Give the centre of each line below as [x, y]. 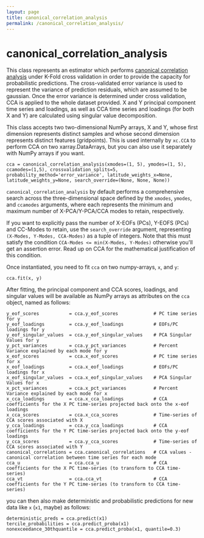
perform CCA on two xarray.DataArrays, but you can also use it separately [100, 147]
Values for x [23, 383]
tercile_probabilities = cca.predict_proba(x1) [68, 524]
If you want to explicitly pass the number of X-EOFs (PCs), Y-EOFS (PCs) [98, 223]
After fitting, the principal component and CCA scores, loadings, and [92, 289]
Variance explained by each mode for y [57, 351]
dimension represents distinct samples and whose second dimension [93, 134]
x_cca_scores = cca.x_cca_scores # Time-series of [102, 415]
